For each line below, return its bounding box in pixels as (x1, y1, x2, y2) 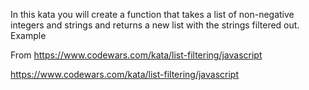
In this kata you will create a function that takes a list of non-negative (10, 9, 295, 20)
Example (10, 30, 47, 41)
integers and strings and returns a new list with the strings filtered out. (10, 19, 300, 31)
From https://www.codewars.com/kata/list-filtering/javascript (10, 49, 263, 61)
